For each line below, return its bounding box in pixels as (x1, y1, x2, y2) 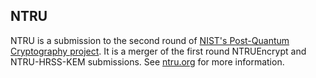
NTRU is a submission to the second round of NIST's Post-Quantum (10, 34, 290, 46)
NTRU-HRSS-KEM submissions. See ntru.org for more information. (10, 55, 285, 68)
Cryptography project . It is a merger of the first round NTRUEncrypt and (10, 45, 307, 57)
